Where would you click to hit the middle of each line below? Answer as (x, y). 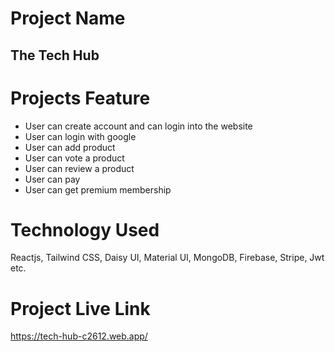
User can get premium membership (98, 189)
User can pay (52, 179)
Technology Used (85, 229)
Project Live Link (80, 308)
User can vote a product (74, 158)
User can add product (70, 147)
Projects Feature (80, 98)
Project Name (68, 18)
